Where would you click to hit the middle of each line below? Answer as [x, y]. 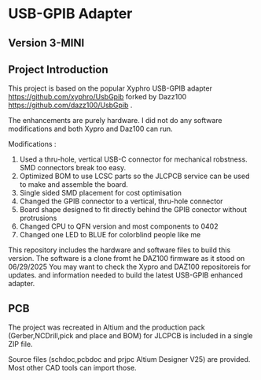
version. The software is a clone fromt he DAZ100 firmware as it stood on [127, 259]
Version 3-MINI [46, 43]
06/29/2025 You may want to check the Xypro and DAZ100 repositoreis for [130, 267]
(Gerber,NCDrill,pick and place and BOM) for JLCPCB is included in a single [130, 336]
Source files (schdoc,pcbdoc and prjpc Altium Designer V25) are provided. [129, 360]
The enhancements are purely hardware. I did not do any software [115, 121]
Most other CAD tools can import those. [72, 368]
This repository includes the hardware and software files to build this [119, 250]
